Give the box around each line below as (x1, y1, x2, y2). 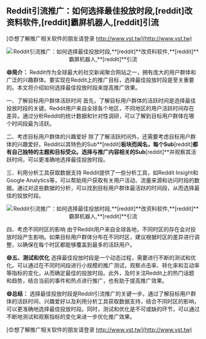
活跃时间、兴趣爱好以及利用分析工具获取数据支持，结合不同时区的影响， (17, 297, 200, 305)
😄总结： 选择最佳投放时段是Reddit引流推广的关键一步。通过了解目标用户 (6, 290, 191, 297)
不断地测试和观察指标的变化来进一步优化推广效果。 (6, 313, 135, 320)
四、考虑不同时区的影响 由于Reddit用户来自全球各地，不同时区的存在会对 (6, 226, 191, 233)
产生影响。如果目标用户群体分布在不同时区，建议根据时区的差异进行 (22, 233, 194, 240)
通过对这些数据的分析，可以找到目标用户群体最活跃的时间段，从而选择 (17, 184, 194, 191)
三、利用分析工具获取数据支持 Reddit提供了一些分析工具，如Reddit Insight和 (6, 169, 199, 176)
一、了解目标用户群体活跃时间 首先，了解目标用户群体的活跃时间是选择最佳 (6, 97, 196, 104)
